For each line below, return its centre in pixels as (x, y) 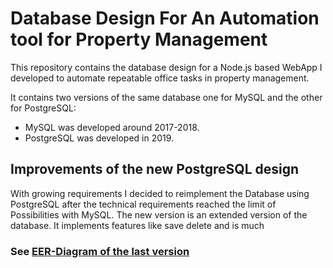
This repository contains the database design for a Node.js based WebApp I (166, 67)
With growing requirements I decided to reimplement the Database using (160, 193)
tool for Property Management (139, 39)
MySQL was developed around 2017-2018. (112, 127)
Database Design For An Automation (165, 18)
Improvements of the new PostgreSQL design (155, 169)
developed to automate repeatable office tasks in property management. (160, 78)
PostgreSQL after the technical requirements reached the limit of (143, 204)
